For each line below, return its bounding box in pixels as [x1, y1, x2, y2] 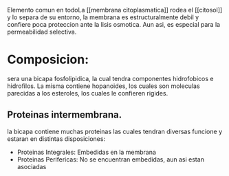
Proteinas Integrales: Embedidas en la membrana [17, 148, 157, 156]
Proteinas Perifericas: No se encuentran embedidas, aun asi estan [17, 155, 205, 164]
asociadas [17, 162, 47, 170]
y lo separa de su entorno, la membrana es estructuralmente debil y [7, 13, 199, 21]
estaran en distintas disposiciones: [7, 134, 105, 143]
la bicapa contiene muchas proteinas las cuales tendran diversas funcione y [7, 127, 223, 135]
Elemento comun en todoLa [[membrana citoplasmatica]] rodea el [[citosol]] [7, 6, 223, 14]
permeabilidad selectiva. [7, 27, 77, 36]
